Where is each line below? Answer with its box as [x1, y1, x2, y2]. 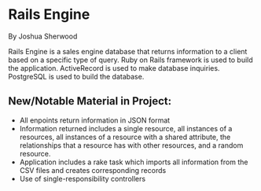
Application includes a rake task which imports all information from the [19, 157, 248, 167]
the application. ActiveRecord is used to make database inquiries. [8, 63, 220, 72]
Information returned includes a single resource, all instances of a [19, 123, 233, 133]
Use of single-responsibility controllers [19, 174, 146, 183]
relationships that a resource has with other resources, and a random [19, 140, 244, 150]
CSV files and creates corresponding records [19, 165, 167, 174]
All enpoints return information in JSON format [19, 116, 171, 125]
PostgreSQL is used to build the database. [8, 72, 145, 81]
